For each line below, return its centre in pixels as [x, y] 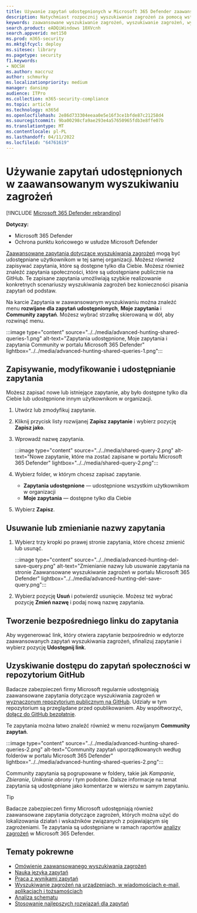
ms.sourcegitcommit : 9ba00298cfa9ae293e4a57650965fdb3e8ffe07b [85, 121]
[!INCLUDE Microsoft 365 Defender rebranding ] [64, 213]
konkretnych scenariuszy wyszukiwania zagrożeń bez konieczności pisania [97, 284]
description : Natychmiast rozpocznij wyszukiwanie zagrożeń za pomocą [94, 17]
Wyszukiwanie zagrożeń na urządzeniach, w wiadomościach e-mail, [97, 885]
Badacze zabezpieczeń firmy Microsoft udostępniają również [80, 808]
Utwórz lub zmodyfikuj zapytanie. [55, 410]
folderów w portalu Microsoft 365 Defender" [60, 756]
